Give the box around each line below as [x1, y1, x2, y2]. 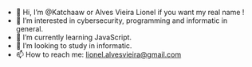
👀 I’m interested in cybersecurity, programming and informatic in [15, 16, 228, 25]
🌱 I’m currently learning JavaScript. [15, 32, 132, 42]
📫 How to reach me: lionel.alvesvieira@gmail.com [15, 50, 182, 59]
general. [15, 24, 44, 33]
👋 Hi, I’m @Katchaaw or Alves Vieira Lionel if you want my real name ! [15, 8, 245, 17]
